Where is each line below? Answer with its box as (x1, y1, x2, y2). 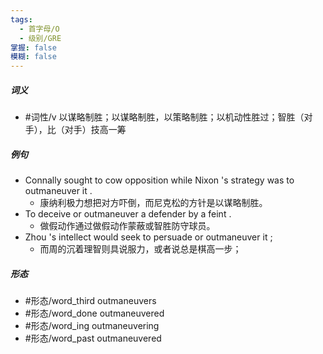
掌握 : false (10, 42, 57, 53)
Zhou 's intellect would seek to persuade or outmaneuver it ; (24, 231, 273, 243)
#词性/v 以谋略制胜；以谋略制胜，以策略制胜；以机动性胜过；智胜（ (24, 111, 305, 123)
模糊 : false (10, 52, 57, 62)
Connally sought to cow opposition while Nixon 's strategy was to (24, 174, 295, 186)
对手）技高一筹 (64, 124, 127, 136)
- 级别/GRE (19, 33, 62, 43)
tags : (10, 14, 33, 25)
